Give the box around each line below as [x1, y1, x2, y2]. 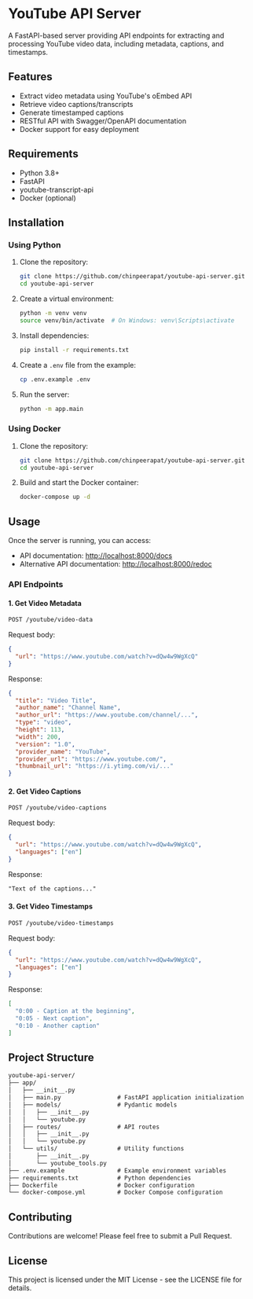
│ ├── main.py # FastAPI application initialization [8, 1094, 244, 1102]
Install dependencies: [19, 331, 90, 340]
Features [8, 70, 53, 83]
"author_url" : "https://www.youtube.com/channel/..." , [15, 711, 199, 719]
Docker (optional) [19, 193, 76, 203]
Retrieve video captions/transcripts [19, 99, 134, 108]
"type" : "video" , [15, 718, 72, 727]
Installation [8, 215, 64, 229]
